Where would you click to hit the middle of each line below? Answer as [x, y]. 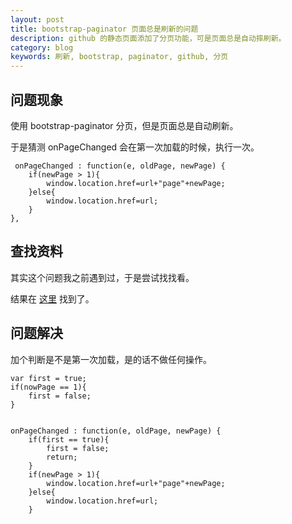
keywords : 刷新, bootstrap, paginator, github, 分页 [119, 57]
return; [62, 457]
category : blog [42, 47]
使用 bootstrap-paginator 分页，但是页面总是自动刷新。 [124, 125]
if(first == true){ [69, 439]
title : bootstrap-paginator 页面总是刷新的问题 [104, 29]
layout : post [37, 19]
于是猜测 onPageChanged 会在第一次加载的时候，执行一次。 [135, 147]
